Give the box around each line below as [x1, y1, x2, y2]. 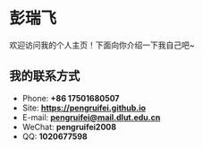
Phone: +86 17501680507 [21, 92, 120, 103]
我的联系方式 [9, 68, 80, 83]
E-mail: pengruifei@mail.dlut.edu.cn [21, 111, 161, 122]
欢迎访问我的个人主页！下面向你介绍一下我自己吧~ [9, 39, 195, 50]
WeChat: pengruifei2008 [21, 121, 117, 132]
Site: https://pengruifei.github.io [21, 102, 146, 113]
